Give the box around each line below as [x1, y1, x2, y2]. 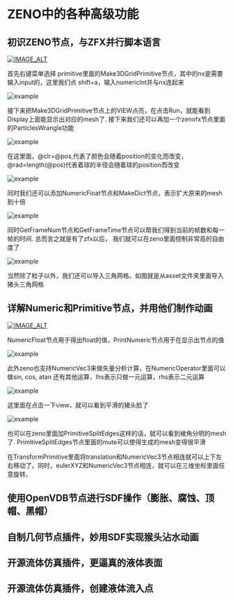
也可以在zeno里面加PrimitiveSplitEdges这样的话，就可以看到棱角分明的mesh [7, 429, 227, 437]
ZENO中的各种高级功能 [7, 6, 139, 22]
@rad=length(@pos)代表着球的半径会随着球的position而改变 [7, 161, 180, 169]
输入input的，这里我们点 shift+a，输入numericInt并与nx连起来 [7, 78, 184, 86]
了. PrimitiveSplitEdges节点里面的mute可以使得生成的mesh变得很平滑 [7, 437, 207, 446]
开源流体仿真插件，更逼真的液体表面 [7, 557, 163, 569]
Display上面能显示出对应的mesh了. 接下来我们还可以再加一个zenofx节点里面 [7, 115, 226, 123]
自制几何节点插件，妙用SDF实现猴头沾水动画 [7, 531, 200, 543]
